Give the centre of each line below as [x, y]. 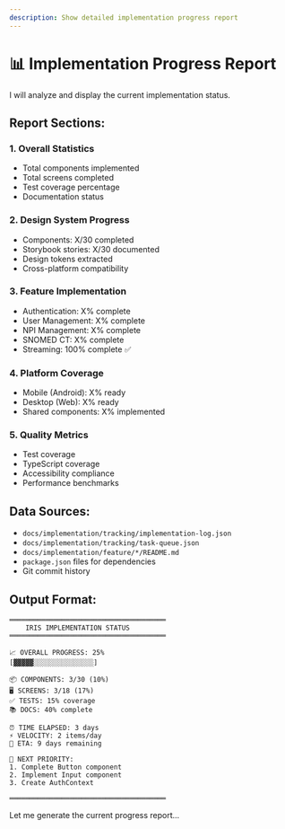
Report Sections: [57, 123]
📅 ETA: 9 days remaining [56, 744]
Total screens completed [68, 178]
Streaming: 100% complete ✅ [77, 349]
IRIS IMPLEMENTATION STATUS [78, 628]
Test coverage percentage [71, 187]
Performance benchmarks [70, 483]
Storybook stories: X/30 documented [91, 249]
